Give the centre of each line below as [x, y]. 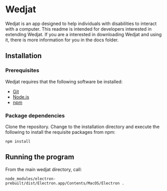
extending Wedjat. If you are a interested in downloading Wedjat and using [83, 34]
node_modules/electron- [31, 179]
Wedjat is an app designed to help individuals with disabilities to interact [81, 23]
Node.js [21, 97]
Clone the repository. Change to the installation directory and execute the [82, 127]
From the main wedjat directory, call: [44, 169]
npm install [18, 141]
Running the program [40, 157]
